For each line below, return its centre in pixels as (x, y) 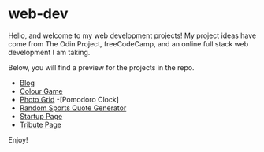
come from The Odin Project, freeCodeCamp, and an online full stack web (128, 43)
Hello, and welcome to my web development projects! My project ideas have (132, 35)
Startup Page (41, 116)
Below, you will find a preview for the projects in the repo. (101, 67)
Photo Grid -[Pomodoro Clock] (69, 99)
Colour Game (41, 91)
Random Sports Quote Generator (73, 108)
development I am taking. (49, 52)
